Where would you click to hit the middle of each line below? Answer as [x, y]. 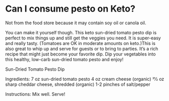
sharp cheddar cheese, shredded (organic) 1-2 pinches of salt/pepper [78, 84]
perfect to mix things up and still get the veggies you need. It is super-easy [83, 38]
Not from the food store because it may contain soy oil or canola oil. [76, 23]
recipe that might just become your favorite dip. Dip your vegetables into [80, 54]
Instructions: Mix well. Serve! [35, 94]
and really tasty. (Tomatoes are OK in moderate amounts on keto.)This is [80, 43]
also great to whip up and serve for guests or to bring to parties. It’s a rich [82, 48]
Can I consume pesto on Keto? [70, 9]
